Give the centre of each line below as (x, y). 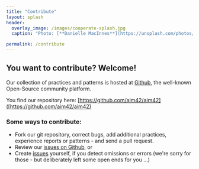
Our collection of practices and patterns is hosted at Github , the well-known (99, 82)
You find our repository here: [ (43, 100)
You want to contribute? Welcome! (71, 68)
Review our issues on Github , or (54, 147)
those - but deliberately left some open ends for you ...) (82, 160)
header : (16, 22)
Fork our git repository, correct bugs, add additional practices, (91, 135)
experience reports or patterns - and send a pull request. (84, 141)
